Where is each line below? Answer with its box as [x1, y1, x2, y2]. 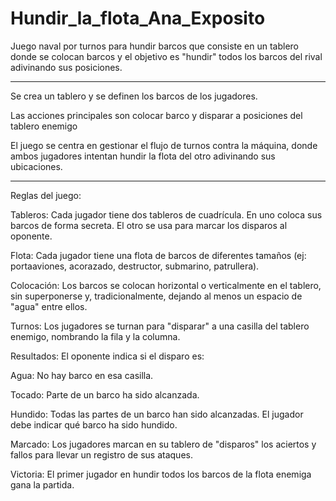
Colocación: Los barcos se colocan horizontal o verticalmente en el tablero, [10, 279, 322, 291]
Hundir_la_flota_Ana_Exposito [10, 7, 266, 30]
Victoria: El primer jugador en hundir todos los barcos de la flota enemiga [10, 468, 312, 480]
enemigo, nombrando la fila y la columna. [10, 330, 181, 342]
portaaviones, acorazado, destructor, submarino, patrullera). [10, 260, 260, 272]
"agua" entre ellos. [10, 300, 88, 312]
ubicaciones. [10, 160, 63, 172]
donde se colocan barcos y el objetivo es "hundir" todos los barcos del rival [10, 50, 323, 62]
